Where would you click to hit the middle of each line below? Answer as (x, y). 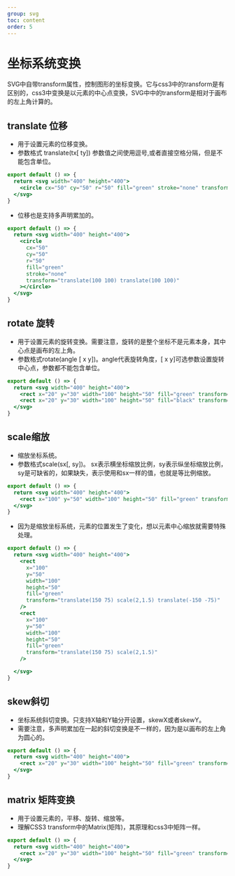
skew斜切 (28, 701)
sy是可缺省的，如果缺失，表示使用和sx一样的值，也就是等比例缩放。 (116, 472)
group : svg (23, 14)
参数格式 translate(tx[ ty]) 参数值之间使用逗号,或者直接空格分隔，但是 (117, 153)
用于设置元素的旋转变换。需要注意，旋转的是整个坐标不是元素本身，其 (119, 341)
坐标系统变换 (44, 63)
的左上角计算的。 (32, 101)
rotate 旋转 (31, 324)
